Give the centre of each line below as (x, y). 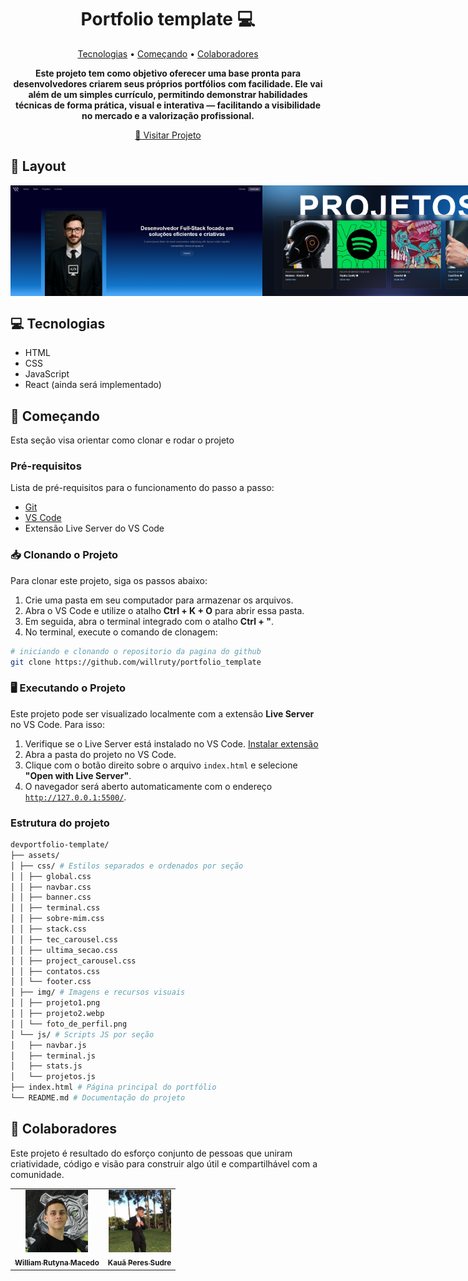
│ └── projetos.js (53, 1077)
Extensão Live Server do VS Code (94, 528)
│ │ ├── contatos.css (55, 971)
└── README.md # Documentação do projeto (98, 1098)
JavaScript (47, 374)
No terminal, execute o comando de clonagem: (121, 632)
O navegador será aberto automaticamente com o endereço (148, 786)
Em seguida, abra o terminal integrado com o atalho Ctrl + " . (149, 621)
